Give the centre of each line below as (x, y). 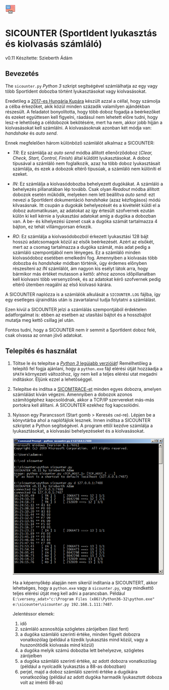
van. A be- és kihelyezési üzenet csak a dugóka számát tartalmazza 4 (85, 221)
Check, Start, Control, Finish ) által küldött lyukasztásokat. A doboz (81, 158)
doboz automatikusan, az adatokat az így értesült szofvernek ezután (83, 211)
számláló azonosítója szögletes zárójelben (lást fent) (74, 629)
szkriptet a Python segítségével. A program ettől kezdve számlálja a (83, 426)
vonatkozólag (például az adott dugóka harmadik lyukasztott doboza (91, 677)
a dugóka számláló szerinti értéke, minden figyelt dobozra (80, 635)
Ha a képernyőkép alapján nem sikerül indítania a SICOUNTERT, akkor (85, 583)
